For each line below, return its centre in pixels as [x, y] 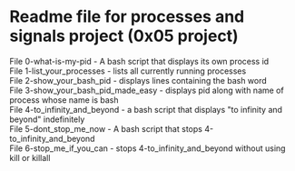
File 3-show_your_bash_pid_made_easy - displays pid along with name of [147, 90]
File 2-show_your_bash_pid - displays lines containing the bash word [138, 80]
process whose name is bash [64, 100]
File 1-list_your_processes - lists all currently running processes [128, 71]
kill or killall [30, 157]
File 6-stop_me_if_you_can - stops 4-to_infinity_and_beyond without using [147, 148]
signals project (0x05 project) [124, 36]
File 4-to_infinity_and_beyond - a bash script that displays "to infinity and [146, 109]
